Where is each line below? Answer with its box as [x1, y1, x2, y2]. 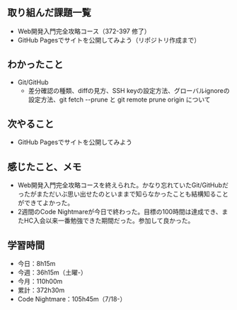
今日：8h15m [17, 260, 56, 268]
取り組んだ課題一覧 [7, 6, 91, 19]
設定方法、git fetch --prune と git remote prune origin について [28, 95, 211, 104]
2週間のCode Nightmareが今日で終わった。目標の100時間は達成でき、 [17, 208, 222, 216]
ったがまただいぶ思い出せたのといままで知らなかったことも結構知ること [17, 190, 229, 199]
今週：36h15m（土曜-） [17, 268, 87, 277]
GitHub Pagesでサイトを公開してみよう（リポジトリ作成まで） [17, 35, 200, 44]
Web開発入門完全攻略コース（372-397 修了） [17, 27, 151, 35]
